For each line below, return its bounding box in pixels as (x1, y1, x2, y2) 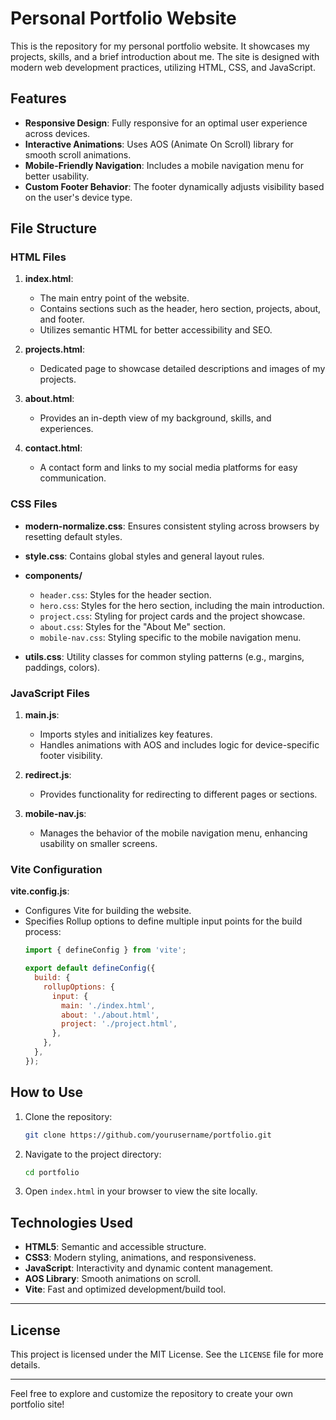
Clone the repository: (24, 1110, 113, 1122)
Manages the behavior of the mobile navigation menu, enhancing (39, 827, 308, 839)
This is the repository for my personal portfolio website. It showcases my (10, 40, 310, 52)
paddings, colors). (24, 661, 101, 673)
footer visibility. (39, 750, 103, 762)
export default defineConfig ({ (24, 963, 156, 974)
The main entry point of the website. (39, 292, 190, 304)
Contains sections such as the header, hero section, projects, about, (39, 303, 322, 315)
